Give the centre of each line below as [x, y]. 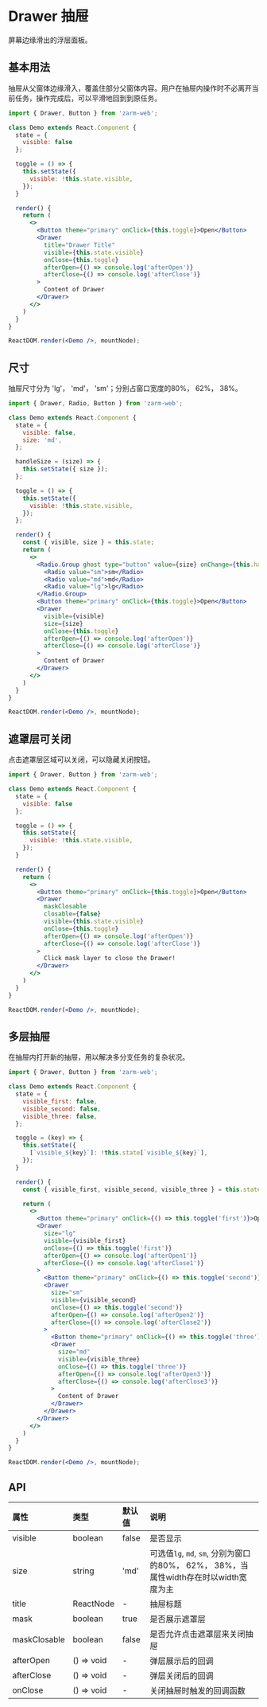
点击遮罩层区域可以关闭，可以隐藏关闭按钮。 [81, 760]
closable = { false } [72, 914]
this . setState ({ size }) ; [66, 469]
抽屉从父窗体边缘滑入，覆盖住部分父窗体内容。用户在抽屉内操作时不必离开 [130, 88]
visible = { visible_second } [93, 1300]
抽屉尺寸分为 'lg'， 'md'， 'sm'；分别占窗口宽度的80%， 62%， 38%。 [125, 389]
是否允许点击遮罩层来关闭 [197, 1634]
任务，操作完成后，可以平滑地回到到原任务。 [88, 98]
